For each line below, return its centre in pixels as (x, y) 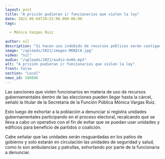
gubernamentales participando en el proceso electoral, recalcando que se (80, 117)
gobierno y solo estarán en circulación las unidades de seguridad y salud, (80, 142)
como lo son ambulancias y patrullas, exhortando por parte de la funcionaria (82, 147)
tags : (11, 23)
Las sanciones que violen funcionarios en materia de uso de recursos (75, 91)
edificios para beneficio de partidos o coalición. (53, 127)
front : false (18, 69)
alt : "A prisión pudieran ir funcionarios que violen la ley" (70, 64)
